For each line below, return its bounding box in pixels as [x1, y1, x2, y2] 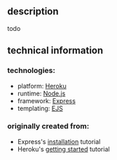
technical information [7, 45, 104, 57]
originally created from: [7, 121, 90, 131]
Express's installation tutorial [17, 137, 101, 146]
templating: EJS [17, 104, 63, 112]
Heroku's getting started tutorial [17, 145, 110, 153]
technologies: [7, 66, 56, 76]
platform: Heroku [17, 81, 67, 90]
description [7, 6, 59, 18]
